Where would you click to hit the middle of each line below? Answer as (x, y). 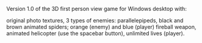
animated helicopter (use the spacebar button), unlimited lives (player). (96, 33)
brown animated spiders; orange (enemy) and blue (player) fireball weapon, (101, 27)
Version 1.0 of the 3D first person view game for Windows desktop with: (97, 9)
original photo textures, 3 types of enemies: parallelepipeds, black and (95, 20)
